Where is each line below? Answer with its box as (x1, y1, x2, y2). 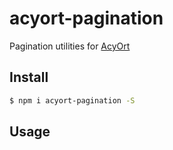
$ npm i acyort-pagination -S (9, 95, 136, 106)
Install (9, 69, 49, 86)
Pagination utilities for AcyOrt (9, 40, 131, 52)
